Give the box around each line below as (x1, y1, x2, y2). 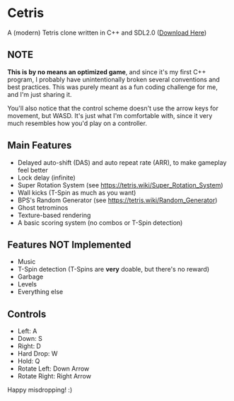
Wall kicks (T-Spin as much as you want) (17, 188, 136, 197)
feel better (17, 165, 48, 174)
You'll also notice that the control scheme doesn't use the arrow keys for (7, 104, 219, 112)
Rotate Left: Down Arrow (17, 364, 90, 373)
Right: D (17, 342, 41, 351)
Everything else (17, 288, 64, 296)
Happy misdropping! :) (7, 385, 73, 394)
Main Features (7, 139, 72, 151)
